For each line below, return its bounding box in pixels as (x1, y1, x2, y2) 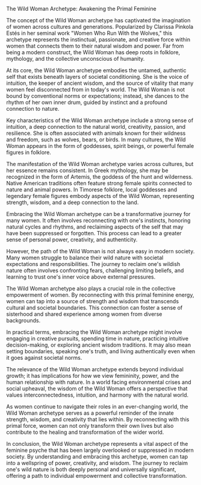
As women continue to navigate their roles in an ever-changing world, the (6, 403, 188, 410)
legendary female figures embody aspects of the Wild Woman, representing (6, 193, 194, 199)
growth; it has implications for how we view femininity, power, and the (6, 372, 179, 379)
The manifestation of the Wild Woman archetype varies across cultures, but (6, 161, 194, 167)
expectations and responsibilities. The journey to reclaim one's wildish (6, 261, 181, 267)
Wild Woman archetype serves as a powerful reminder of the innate (6, 409, 175, 416)
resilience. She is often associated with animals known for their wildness (6, 129, 186, 137)
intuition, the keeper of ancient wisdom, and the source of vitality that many (6, 79, 194, 87)
